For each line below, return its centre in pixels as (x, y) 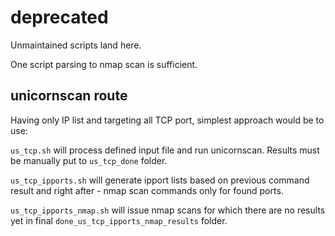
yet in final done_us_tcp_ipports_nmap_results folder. (119, 220)
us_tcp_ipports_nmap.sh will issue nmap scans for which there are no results (168, 210)
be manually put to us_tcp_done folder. (89, 160)
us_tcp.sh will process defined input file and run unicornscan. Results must (165, 150)
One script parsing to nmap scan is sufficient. (104, 64)
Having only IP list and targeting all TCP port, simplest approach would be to (167, 120)
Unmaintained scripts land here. (76, 45)
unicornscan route (69, 96)
